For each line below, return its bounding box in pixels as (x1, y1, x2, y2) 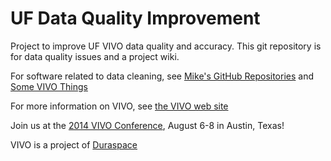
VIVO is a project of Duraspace (10, 138, 138, 151)
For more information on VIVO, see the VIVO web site (10, 100, 229, 112)
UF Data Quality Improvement (10, 7, 261, 30)
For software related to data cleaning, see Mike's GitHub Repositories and (10, 70, 315, 82)
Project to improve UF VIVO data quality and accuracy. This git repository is (10, 40, 322, 52)
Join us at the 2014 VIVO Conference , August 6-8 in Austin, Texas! (10, 119, 285, 131)
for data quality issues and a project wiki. (10, 50, 180, 62)
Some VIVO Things (10, 80, 88, 92)
